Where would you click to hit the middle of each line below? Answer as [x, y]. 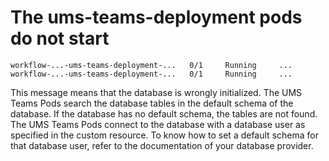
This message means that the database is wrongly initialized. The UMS [156, 92]
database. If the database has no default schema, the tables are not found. [164, 113]
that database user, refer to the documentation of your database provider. [162, 145]
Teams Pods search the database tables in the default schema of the [152, 103]
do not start [60, 38]
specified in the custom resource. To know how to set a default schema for [164, 135]
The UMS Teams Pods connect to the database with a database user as [158, 124]
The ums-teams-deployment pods [156, 17]
